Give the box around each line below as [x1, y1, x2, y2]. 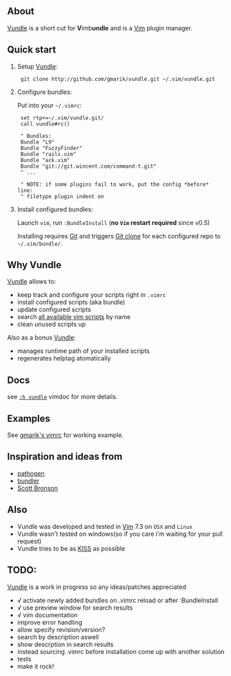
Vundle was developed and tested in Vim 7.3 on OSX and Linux [17, 522, 193, 530]
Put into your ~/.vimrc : [17, 101, 82, 109]
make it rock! [17, 662, 54, 670]
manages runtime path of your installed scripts [17, 347, 150, 355]
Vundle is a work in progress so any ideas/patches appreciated [7, 583, 187, 591]
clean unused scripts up [17, 320, 86, 329]
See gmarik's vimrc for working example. [7, 431, 124, 439]
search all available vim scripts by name [17, 313, 131, 321]
